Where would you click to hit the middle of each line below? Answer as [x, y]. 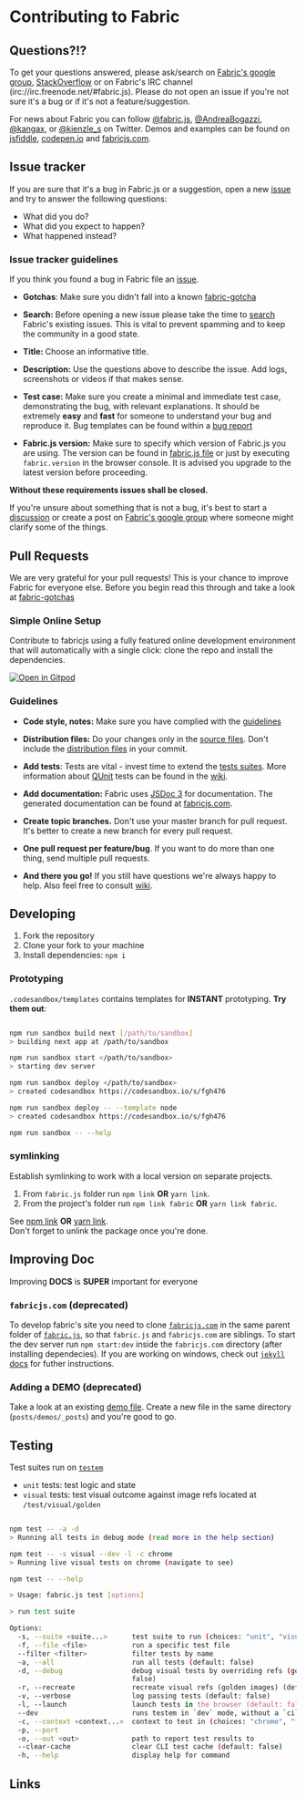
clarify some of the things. [59, 527]
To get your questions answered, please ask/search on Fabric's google [143, 72]
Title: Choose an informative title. [85, 352]
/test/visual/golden [61, 1505]
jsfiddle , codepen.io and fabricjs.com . [81, 138]
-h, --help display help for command [124, 1756]
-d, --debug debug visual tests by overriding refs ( [154, 1670]
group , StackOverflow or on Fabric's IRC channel [101, 82]
